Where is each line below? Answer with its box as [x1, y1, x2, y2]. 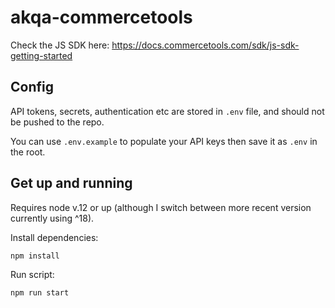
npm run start [10, 287, 70, 298]
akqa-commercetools [10, 6, 193, 29]
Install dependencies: [10, 231, 99, 243]
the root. [10, 146, 46, 158]
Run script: [10, 268, 55, 280]
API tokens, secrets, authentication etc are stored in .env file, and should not [10, 105, 325, 117]
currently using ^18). [10, 212, 95, 224]
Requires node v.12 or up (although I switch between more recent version [10, 201, 312, 213]
